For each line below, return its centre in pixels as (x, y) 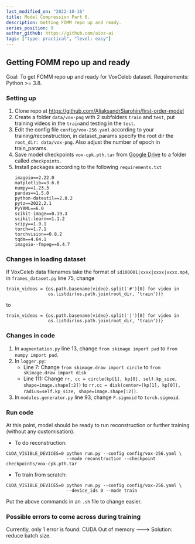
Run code (20, 413)
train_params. (31, 148)
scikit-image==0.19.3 (41, 214)
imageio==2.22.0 (34, 178)
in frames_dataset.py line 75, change (50, 278)
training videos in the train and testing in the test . (75, 123)
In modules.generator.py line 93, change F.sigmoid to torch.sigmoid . (97, 397)
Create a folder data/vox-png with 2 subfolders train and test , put (95, 117)
